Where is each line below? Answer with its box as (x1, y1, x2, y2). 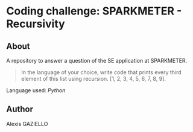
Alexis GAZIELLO (6, 120, 48, 127)
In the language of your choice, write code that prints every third (21, 69, 182, 76)
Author (6, 104, 33, 115)
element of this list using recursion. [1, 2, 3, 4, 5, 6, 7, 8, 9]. (21, 75, 166, 82)
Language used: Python (6, 87, 66, 94)
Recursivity (6, 17, 65, 31)
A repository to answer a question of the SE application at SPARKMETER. (6, 57, 188, 64)
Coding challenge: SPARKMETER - (6, 4, 182, 18)
